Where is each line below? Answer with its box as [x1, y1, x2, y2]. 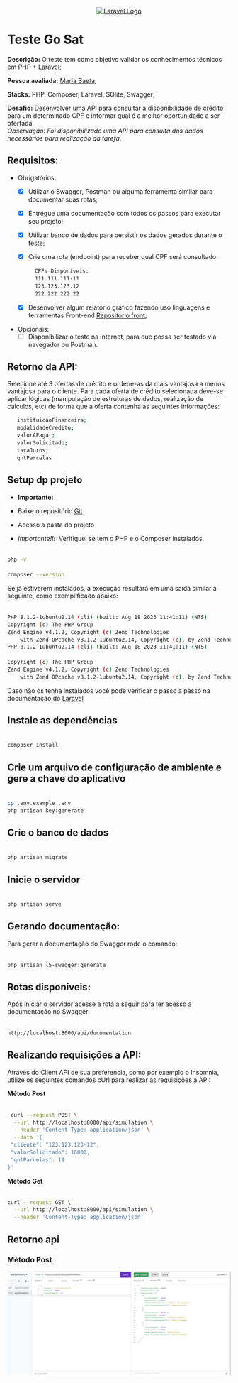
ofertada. [7, 119, 34, 127]
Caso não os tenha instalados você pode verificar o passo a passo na [7, 686, 210, 695]
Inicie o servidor [7, 873, 81, 885]
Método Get [7, 1176, 43, 1185]
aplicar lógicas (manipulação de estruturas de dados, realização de [7, 395, 204, 403]
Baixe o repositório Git [17, 506, 83, 515]
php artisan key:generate [7, 807, 84, 814]
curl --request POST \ [10, 1111, 78, 1118]
